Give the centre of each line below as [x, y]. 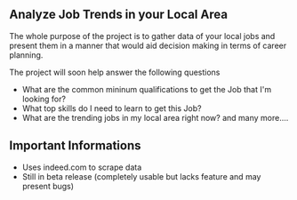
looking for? [44, 99]
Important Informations [75, 146]
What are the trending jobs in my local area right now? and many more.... [155, 117]
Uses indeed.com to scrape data [82, 167]
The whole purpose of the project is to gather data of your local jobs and [142, 36]
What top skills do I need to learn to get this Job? [112, 108]
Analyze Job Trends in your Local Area [119, 15]
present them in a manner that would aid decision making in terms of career [148, 45]
